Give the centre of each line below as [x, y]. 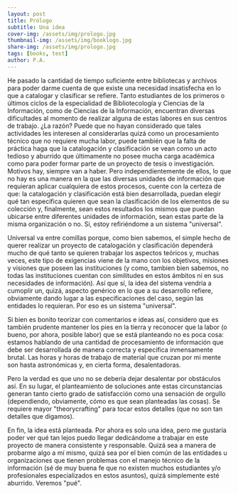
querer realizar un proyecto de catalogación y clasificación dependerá [110, 245]
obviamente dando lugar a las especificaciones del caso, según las [106, 298]
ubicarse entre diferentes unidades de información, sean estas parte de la [115, 216]
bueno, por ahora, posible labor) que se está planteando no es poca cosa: [115, 334]
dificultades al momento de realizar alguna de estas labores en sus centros [117, 118]
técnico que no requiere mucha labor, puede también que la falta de [107, 141]
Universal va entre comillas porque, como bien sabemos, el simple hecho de [119, 237]
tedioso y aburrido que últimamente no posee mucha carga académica [111, 156]
